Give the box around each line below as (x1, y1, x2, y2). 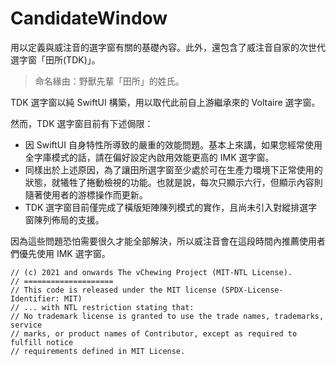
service (10, 320, 43, 330)
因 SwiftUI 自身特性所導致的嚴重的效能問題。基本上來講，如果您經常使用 (24, 138, 323, 151)
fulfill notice (10, 337, 74, 347)
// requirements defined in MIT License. (10, 346, 186, 356)
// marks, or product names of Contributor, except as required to (10, 328, 298, 339)
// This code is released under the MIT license (10, 285, 217, 295)
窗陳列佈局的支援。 (24, 213, 105, 226)
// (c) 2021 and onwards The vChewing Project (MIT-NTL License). (10, 267, 293, 277)
